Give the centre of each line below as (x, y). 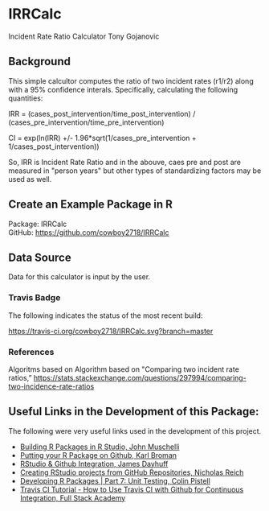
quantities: (26, 98)
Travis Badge (35, 298)
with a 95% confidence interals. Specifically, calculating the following (123, 89)
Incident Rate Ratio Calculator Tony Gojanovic (84, 36)
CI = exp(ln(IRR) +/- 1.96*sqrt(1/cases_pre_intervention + (102, 138)
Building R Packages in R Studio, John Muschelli (100, 447)
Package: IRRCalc (38, 224)
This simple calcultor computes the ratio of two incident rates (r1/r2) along (131, 80)
